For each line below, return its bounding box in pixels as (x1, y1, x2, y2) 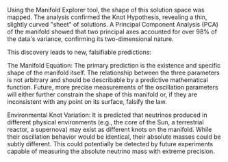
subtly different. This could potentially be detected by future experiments (7, 140, 214, 148)
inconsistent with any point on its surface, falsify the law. (7, 98, 167, 105)
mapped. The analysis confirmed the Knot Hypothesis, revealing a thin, (7, 13, 207, 21)
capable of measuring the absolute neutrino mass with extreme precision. (7, 147, 215, 155)
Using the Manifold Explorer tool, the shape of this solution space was (7, 6, 205, 14)
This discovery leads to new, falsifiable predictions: (7, 48, 152, 56)
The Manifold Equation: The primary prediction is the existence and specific (7, 62, 221, 69)
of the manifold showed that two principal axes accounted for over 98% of (7, 27, 218, 36)
